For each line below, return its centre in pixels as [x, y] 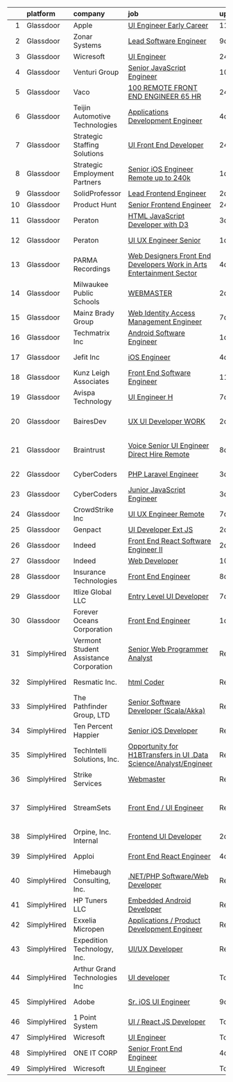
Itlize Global [93, 592]
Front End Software [159, 373]
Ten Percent [93, 726]
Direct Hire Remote [159, 454]
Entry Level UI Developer [169, 596]
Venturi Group [96, 72]
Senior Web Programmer [168, 649]
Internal [86, 840]
